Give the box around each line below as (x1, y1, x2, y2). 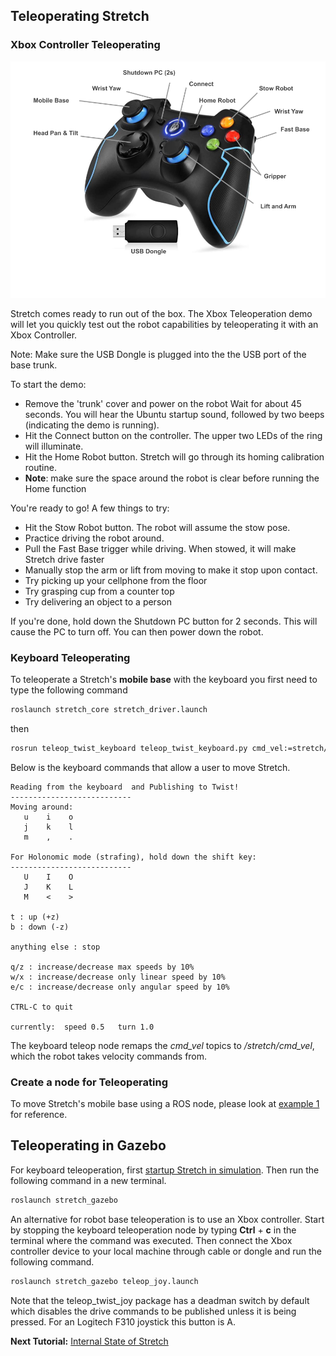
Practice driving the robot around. (24, 532, 165, 544)
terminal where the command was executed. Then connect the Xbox (10, 1234, 293, 1246)
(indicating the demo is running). (24, 419, 160, 431)
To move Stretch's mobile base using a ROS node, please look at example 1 (10, 1098, 320, 1110)
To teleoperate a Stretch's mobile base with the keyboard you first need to (10, 673, 318, 685)
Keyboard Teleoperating (10, 650, 131, 664)
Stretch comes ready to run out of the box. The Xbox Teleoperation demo (10, 307, 313, 319)
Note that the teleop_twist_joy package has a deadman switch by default (10, 1294, 310, 1306)
